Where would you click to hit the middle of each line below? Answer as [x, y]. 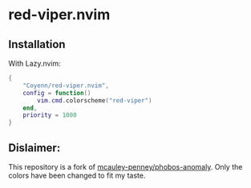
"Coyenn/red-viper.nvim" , [66, 86]
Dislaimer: [34, 148]
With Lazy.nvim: [35, 63]
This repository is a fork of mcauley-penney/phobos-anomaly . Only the [125, 166]
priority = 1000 [50, 115]
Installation [37, 44]
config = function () [57, 93]
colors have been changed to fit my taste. [77, 175]
